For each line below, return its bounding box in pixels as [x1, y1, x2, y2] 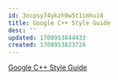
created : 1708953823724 [8, 41, 87, 49]
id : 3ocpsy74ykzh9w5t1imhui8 [8, 11, 104, 20]
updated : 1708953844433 [8, 33, 87, 42]
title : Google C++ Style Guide [8, 19, 111, 27]
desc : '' [8, 26, 37, 34]
